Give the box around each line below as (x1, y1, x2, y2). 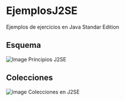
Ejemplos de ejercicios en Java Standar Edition (6, 23, 119, 30)
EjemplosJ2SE (6, 4, 78, 18)
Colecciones (6, 73, 53, 83)
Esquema (6, 40, 41, 50)
